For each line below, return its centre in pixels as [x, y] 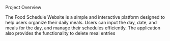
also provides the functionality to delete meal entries [60, 33]
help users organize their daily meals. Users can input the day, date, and [81, 23]
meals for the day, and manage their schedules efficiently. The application [83, 28]
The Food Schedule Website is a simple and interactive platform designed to [85, 17]
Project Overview [23, 7]
